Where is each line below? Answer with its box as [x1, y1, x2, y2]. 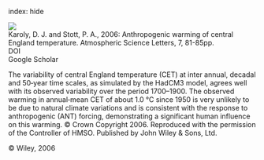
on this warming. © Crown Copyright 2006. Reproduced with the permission [8, 120, 256, 129]
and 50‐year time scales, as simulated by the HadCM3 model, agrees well [8, 78, 247, 87]
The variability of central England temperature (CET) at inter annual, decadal [8, 70, 256, 79]
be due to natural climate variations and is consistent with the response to [8, 104, 248, 112]
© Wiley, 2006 [8, 144, 56, 152]
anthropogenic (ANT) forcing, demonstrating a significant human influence [8, 111, 251, 121]
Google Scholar [8, 55, 59, 64]
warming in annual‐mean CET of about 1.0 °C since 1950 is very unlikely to [8, 95, 250, 104]
